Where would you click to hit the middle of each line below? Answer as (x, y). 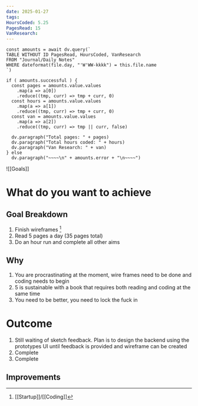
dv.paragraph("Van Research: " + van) (59, 148)
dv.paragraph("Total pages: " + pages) (60, 137)
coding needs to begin (42, 281)
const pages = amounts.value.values (56, 86)
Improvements (33, 377)
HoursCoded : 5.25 (27, 22)
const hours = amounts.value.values (56, 101)
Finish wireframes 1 (38, 229)
